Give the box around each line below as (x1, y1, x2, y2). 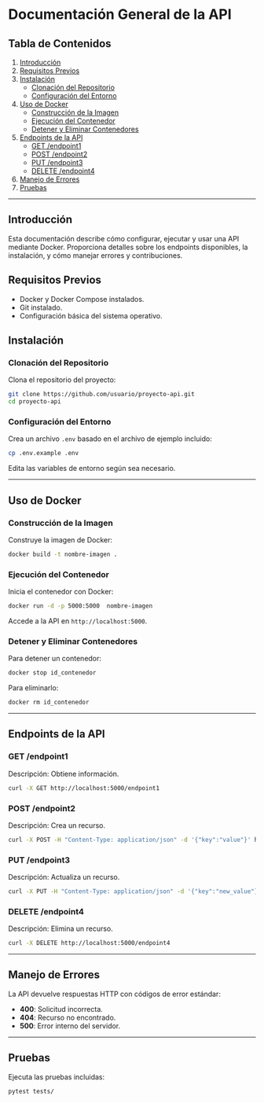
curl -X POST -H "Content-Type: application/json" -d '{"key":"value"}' (8, 836, 251, 844)
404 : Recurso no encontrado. (19, 1013, 116, 1022)
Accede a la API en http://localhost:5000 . (8, 616, 148, 626)
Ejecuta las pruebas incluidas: (8, 1072, 105, 1082)
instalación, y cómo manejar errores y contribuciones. (8, 250, 183, 260)
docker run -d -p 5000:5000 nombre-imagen (8, 602, 153, 610)
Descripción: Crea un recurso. (8, 820, 106, 830)
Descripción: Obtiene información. (8, 769, 119, 778)
